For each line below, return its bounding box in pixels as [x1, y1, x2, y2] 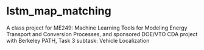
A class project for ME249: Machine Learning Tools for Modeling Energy [6, 24, 188, 31]
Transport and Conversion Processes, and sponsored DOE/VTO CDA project [6, 30, 198, 37]
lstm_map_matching [6, 4, 111, 18]
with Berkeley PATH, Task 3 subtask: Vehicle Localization [6, 37, 150, 44]
